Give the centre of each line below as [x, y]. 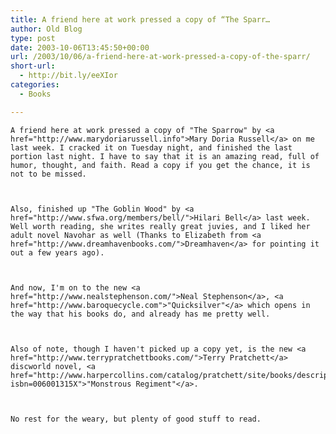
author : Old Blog [46, 29]
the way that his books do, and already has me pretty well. [140, 314]
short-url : [33, 66]
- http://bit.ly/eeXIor [68, 76]
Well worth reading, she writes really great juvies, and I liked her [160, 226]
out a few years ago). [57, 252]
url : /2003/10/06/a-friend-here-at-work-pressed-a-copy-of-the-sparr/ [160, 57]
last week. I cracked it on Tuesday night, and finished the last [151, 147]
